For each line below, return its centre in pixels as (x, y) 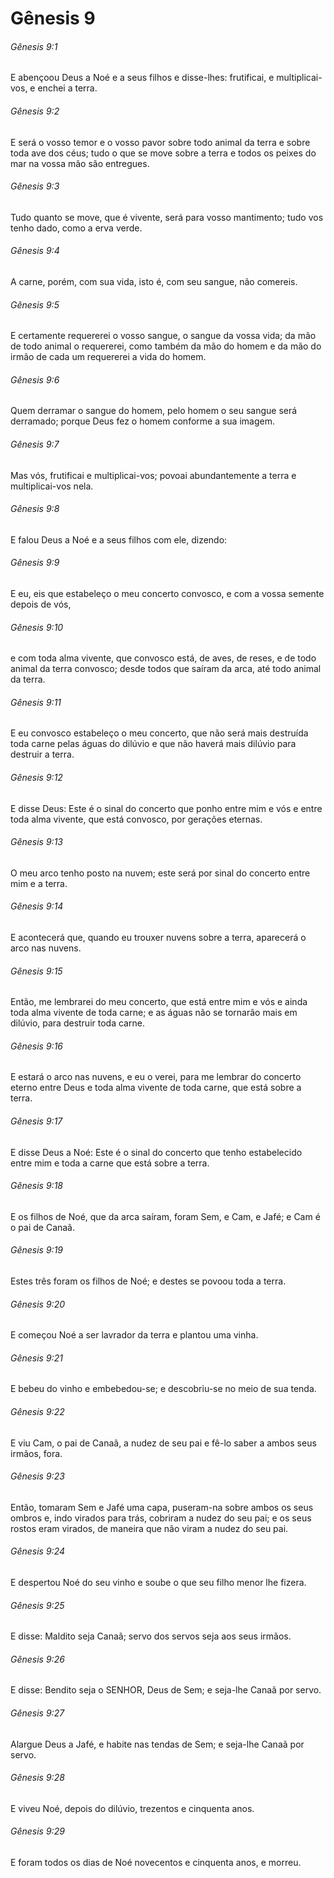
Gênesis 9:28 (37, 1778)
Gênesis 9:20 (38, 1304)
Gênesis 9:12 (36, 778)
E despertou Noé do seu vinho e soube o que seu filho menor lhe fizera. (158, 1583)
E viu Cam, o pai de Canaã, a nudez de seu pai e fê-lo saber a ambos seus (163, 1443)
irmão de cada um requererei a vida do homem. (108, 357)
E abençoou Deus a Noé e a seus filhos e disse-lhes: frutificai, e (142, 78)
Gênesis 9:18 (36, 1186)
